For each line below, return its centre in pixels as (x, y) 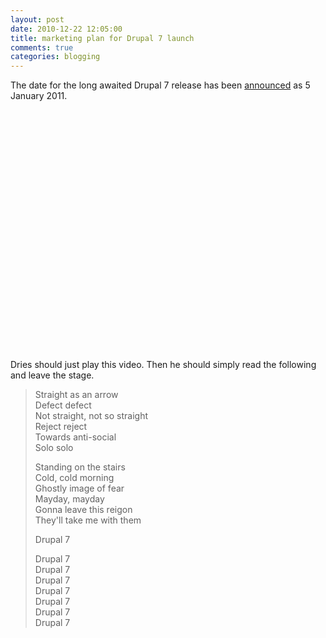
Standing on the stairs (80, 467)
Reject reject (61, 427)
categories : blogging (55, 57)
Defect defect (63, 405)
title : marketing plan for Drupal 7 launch (102, 38)
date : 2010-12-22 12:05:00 (66, 29)
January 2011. (39, 96)
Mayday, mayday (69, 499)
